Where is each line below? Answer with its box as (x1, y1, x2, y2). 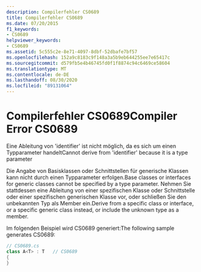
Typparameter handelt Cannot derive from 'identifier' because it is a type (6, 149, 188, 156)
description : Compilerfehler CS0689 (6, 9, 99, 15)
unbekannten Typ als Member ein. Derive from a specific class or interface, (6, 199, 194, 207)
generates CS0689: (6, 230, 56, 238)
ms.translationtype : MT (6, 65, 67, 72)
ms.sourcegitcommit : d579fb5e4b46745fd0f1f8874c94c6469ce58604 (6, 60, 171, 66)
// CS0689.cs (6, 243, 40, 249)
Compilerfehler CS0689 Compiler (6, 109, 178, 123)
